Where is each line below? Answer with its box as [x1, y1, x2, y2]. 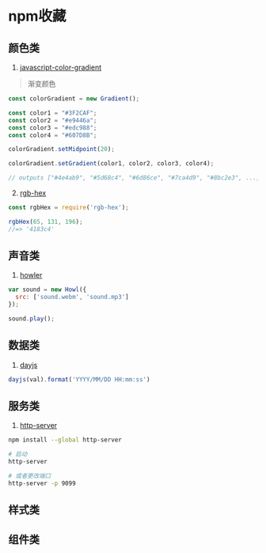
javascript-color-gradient [19, 62, 102, 72]
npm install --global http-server [8, 436, 123, 444]
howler [19, 271, 43, 280]
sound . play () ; [8, 315, 55, 323]
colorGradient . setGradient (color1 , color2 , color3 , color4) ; [8, 160, 215, 168]
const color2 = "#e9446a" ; [8, 116, 97, 124]
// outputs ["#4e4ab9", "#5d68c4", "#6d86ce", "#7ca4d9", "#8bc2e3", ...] [8, 174, 260, 182]
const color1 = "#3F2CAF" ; [8, 108, 97, 117]
